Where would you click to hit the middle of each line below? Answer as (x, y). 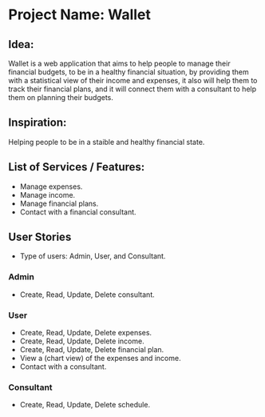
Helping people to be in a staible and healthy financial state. (107, 142)
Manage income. (47, 194)
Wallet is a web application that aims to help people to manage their (119, 63)
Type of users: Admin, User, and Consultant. (93, 256)
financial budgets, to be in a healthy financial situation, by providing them (129, 72)
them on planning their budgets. (61, 97)
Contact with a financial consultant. (78, 212)
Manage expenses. (51, 186)
